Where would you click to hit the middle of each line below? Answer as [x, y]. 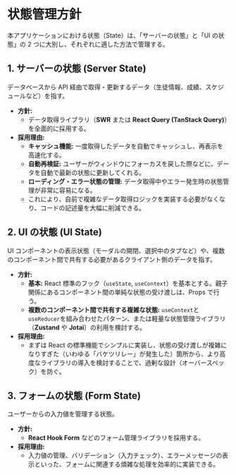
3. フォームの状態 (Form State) [74, 396]
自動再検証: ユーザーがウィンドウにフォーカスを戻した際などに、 [122, 164]
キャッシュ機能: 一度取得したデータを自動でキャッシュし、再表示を [126, 146]
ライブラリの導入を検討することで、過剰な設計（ [111, 362]
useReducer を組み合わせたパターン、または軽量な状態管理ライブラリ [127, 318]
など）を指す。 [47, 95]
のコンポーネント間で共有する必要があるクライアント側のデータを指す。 [112, 259]
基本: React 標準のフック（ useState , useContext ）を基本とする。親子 [128, 283]
